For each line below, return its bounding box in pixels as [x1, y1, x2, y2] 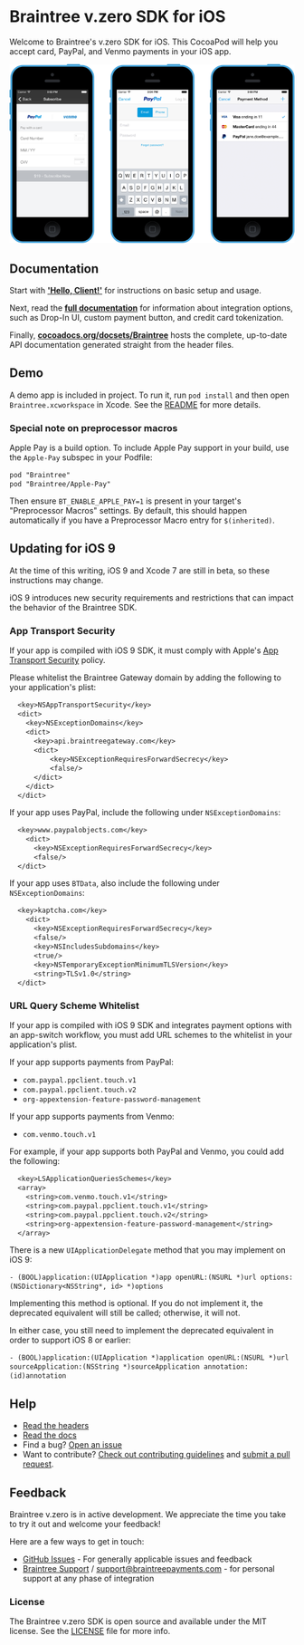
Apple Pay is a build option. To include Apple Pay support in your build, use [9, 442, 290, 454]
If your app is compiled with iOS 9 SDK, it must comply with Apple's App [9, 645, 279, 656]
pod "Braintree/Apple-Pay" [9, 480, 111, 489]
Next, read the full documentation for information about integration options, [9, 302, 294, 313]
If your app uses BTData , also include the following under [9, 878, 220, 889]
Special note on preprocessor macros [9, 421, 178, 434]
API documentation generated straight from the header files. [9, 339, 234, 350]
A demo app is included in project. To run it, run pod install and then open [9, 390, 290, 400]
